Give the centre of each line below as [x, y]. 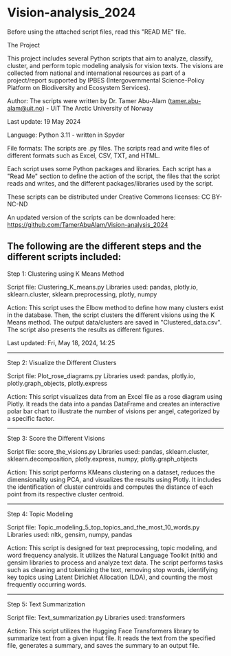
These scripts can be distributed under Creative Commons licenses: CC [109, 197]
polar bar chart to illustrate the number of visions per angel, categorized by [113, 411]
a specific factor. [31, 418]
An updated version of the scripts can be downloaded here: [91, 217]
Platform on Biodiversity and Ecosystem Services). [79, 87]
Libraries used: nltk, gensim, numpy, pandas [70, 534]
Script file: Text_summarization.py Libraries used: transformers [96, 617]
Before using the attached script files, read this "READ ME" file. [97, 32]
